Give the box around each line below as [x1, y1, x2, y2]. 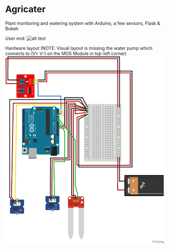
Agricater [5, 4, 46, 15]
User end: [5, 35, 26, 41]
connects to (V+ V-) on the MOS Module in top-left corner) [5, 50, 127, 56]
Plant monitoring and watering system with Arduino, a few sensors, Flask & [5, 20, 160, 26]
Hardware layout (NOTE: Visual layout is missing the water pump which [5, 45, 152, 51]
